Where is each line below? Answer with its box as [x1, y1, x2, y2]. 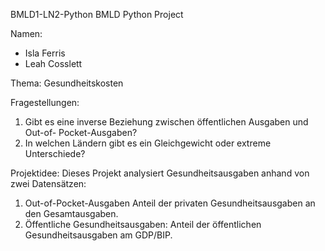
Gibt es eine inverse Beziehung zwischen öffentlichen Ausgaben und [24, 116, 309, 128]
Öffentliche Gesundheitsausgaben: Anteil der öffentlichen [24, 219, 262, 230]
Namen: [10, 28, 43, 39]
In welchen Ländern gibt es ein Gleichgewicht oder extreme [24, 137, 272, 149]
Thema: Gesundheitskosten [10, 77, 124, 89]
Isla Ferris [24, 47, 66, 59]
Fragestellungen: [10, 97, 80, 108]
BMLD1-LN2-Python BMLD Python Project [10, 9, 184, 20]
